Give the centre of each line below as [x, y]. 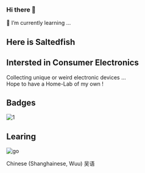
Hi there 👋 [21, 10]
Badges [21, 103]
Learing [21, 136]
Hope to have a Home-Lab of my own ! [55, 84]
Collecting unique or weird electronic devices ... [66, 77]
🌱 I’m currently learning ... [39, 23]
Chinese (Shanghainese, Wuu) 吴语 [51, 164]
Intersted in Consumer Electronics [72, 63]
